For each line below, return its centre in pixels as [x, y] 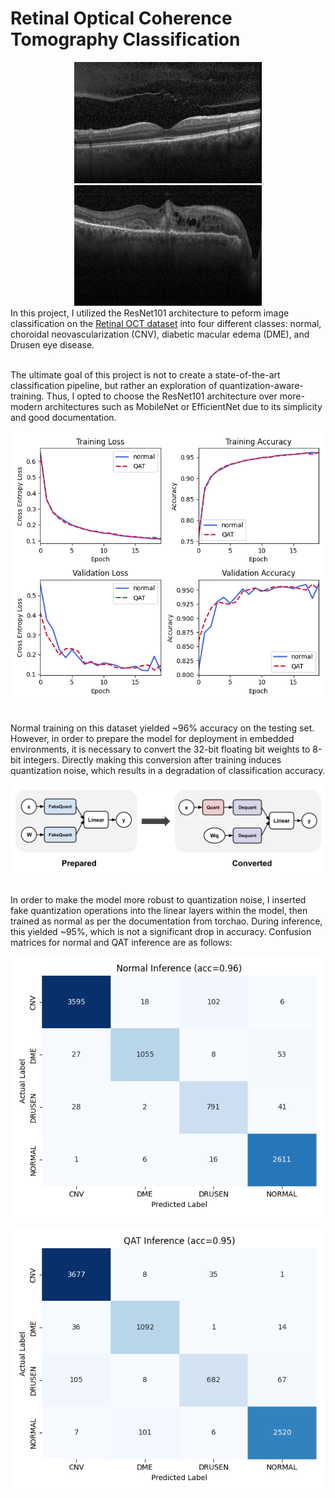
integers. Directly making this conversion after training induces [152, 760]
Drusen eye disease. [52, 345]
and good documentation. [63, 418]
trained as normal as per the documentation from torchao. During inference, [166, 921]
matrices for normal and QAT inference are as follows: [121, 942]
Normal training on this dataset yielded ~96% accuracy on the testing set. [162, 728]
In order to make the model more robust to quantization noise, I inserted [158, 899]
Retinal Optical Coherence [121, 18]
